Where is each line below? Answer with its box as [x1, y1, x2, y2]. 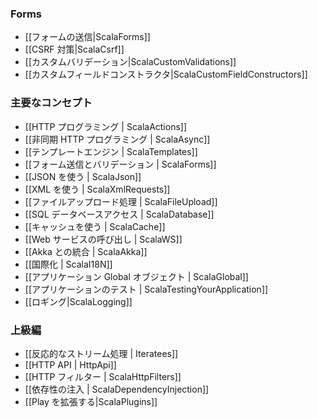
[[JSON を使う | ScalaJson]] [24, 170, 142, 182]
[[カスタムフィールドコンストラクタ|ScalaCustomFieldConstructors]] [24, 68, 308, 81]
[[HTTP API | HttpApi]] [24, 358, 117, 371]
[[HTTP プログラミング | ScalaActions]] [24, 120, 188, 132]
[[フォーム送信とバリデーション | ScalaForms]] [24, 158, 217, 170]
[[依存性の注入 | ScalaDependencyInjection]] [24, 383, 210, 395]
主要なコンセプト [10, 96, 93, 110]
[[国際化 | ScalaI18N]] [24, 258, 113, 270]
